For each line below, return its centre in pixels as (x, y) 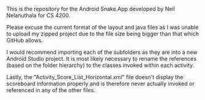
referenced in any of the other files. (51, 90)
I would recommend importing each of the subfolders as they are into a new (102, 52)
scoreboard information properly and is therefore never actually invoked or (100, 83)
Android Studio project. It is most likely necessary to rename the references (102, 59)
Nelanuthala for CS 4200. (38, 15)
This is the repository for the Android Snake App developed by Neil (91, 9)
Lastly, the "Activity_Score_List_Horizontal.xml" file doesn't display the (95, 77)
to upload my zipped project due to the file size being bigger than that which (102, 34)
